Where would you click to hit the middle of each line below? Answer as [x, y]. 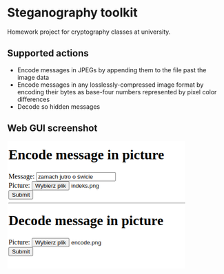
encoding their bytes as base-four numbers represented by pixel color [117, 92]
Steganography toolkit [72, 13]
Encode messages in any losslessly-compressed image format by [110, 85]
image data [33, 77]
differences [33, 99]
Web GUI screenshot [52, 128]
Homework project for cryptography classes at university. [89, 32]
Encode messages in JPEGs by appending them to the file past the [112, 70]
